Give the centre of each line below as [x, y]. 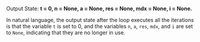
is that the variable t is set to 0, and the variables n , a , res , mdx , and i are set [99, 26]
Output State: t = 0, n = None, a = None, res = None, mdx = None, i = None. [99, 9]
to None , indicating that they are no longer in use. [66, 33]
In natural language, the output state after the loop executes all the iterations [100, 20]
